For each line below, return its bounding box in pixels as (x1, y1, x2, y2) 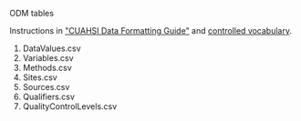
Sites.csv (22, 72, 57, 83)
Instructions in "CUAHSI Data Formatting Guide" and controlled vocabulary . (9, 25, 293, 35)
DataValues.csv (22, 43, 81, 54)
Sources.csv (22, 82, 70, 92)
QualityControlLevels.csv (22, 101, 118, 112)
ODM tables (9, 8, 55, 18)
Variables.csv (22, 53, 75, 63)
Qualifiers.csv (22, 91, 76, 102)
